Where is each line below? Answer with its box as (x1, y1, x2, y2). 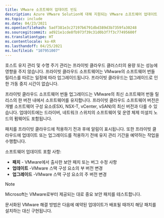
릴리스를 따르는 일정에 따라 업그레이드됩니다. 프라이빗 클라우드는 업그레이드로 (5, 74, 153, 80)
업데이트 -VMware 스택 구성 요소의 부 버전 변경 (12, 165, 103, 171)
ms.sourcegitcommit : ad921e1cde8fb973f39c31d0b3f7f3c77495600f (5, 30, 137, 35)
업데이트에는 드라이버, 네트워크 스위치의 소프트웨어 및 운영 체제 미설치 (19, 109, 153, 115)
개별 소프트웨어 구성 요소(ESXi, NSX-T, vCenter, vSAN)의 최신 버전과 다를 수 (5, 103, 153, 109)
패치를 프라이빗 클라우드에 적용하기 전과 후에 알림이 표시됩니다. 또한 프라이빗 (5, 126, 152, 132)
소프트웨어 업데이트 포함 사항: (5, 148, 62, 154)
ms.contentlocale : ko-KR (5, 39, 56, 44)
